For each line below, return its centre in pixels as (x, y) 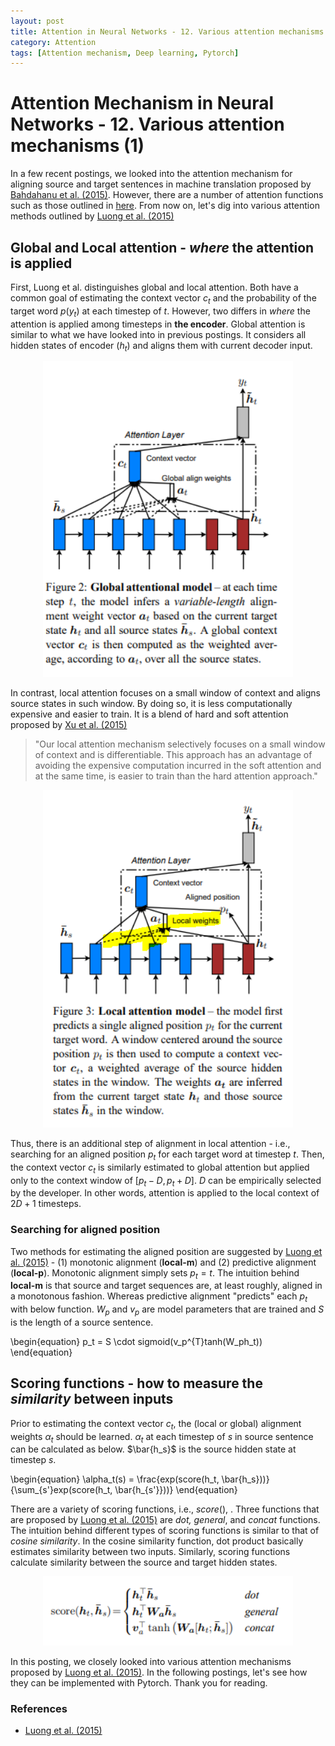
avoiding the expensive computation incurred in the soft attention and (178, 765)
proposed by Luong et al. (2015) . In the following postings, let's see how (159, 1672)
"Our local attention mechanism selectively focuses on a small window (180, 744)
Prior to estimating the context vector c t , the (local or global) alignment (156, 1424)
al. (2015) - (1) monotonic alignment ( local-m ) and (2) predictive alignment (163, 1262)
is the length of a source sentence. (82, 1322)
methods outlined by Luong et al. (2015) (92, 216)
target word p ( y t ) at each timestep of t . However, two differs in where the (160, 312)
